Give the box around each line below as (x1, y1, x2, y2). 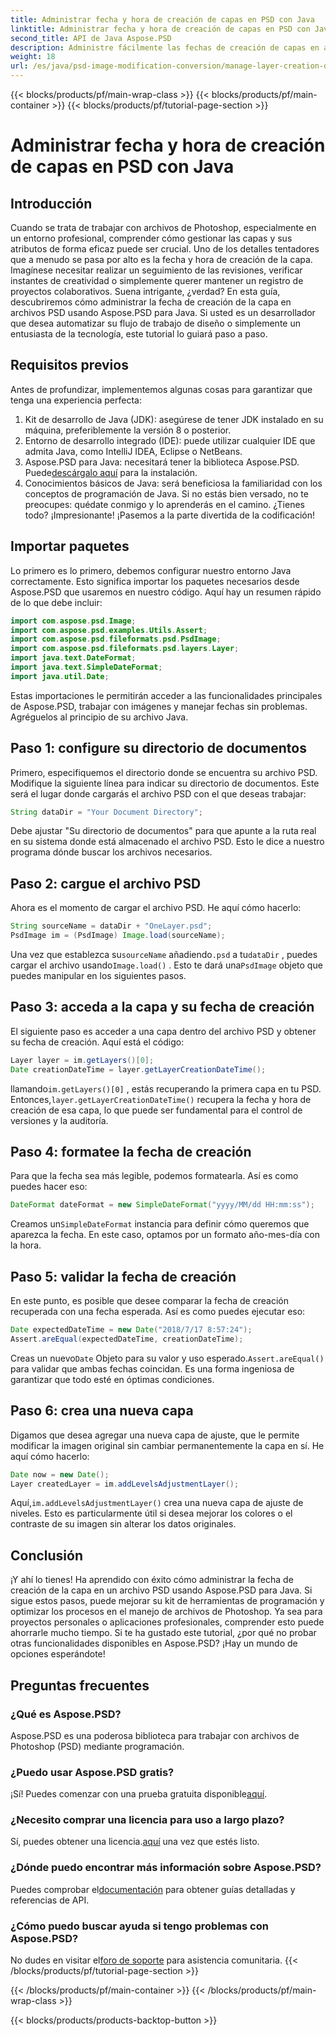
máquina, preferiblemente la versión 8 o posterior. (24, 424, 232, 436)
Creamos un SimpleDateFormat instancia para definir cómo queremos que (10, 1218, 310, 1230)
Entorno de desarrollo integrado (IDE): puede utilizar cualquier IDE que (24, 434, 316, 446)
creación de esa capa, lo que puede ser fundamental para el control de (10, 1104, 303, 1116)
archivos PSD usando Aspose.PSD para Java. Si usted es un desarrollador (10, 307, 316, 318)
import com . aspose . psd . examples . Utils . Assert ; (10, 625, 208, 635)
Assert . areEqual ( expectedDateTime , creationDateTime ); (10, 1334, 244, 1344)
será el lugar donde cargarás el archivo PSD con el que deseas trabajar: (10, 787, 307, 800)
